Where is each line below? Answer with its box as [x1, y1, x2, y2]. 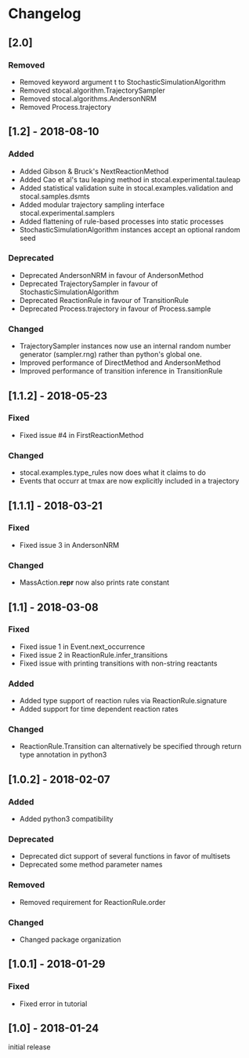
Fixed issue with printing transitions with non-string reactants [19, 659, 218, 668]
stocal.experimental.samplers [19, 208, 115, 217]
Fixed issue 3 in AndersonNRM [19, 540, 120, 549]
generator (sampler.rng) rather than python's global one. [19, 350, 202, 359]
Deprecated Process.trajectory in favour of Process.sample [19, 304, 211, 313]
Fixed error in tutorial [19, 998, 88, 1009]
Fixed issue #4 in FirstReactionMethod [19, 430, 144, 440]
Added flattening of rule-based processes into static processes [19, 217, 225, 226]
